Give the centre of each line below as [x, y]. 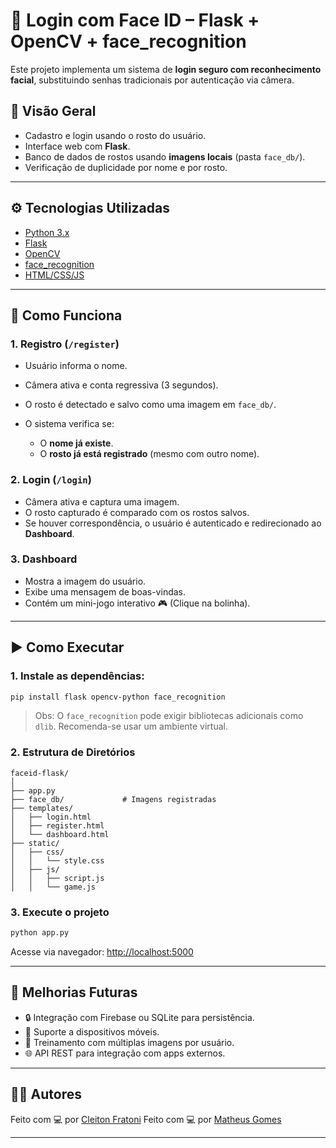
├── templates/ [42, 808]
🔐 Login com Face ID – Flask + [135, 20]
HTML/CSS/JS [54, 275]
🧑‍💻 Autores [46, 1094]
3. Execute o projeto [60, 912]
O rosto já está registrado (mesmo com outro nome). [149, 454]
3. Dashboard [44, 559]
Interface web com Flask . [77, 146]
